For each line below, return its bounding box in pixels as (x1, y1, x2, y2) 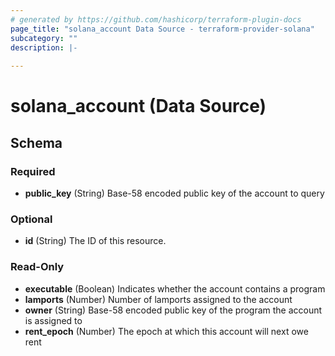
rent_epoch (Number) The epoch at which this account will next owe (24, 325, 309, 337)
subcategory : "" (10, 33, 78, 43)
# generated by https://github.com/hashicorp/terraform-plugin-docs (10, 14, 302, 25)
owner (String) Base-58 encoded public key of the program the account (24, 304, 323, 316)
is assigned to (24, 314, 83, 326)
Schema (10, 134, 63, 151)
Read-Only (10, 260, 65, 274)
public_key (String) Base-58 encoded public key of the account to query (24, 187, 325, 199)
